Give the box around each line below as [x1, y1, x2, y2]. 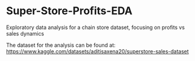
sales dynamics [6, 30, 44, 37]
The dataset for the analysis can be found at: [6, 41, 116, 49]
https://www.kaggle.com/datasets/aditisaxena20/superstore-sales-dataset [6, 47, 189, 54]
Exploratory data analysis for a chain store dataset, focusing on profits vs [6, 24, 185, 31]
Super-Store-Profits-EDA [6, 4, 133, 18]
